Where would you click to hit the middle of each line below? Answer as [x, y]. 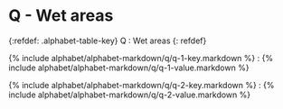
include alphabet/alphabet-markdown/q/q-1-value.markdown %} [129, 68]
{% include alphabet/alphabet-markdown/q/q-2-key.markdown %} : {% [141, 85]
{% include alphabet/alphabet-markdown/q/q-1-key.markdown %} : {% [141, 58]
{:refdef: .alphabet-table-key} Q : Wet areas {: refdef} [108, 41]
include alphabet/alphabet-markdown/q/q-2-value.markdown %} [129, 95]
